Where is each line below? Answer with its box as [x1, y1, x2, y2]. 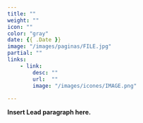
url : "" [32, 75, 58, 83]
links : [7, 56, 27, 63]
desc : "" [32, 69, 58, 76]
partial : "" [7, 50, 42, 57]
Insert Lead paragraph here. [7, 108, 92, 117]
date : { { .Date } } [7, 37, 61, 44]
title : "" [7, 10, 37, 18]
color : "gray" [7, 30, 49, 37]
